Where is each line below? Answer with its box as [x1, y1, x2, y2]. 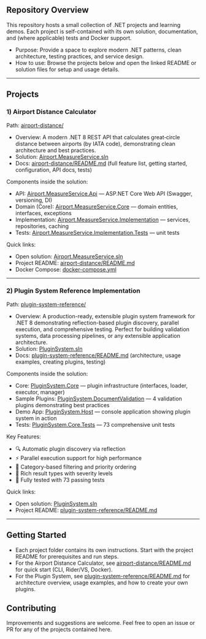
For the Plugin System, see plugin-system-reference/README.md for [15, 572, 190, 580]
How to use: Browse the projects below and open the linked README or [15, 59, 197, 66]
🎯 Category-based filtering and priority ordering [15, 463, 137, 470]
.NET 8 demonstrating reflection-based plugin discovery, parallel [15, 319, 179, 326]
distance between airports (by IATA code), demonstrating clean [15, 140, 176, 147]
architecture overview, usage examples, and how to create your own [15, 579, 188, 586]
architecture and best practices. [15, 147, 96, 154]
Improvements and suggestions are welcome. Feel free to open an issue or [6, 619, 195, 627]
